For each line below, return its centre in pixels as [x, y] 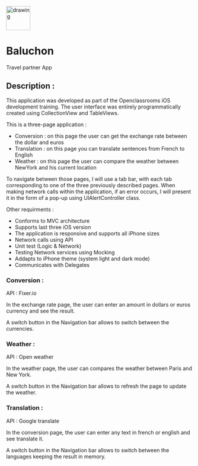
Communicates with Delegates [52, 265]
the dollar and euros [39, 142]
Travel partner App [29, 67]
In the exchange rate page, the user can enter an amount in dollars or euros [98, 305]
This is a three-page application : [47, 125]
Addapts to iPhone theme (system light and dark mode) [82, 258]
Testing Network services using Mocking [65, 252]
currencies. [20, 329]
